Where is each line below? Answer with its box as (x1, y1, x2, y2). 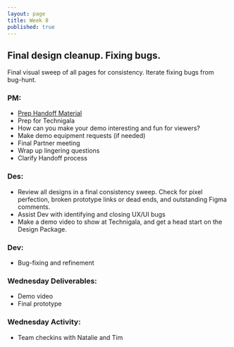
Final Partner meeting (17, 139, 80, 148)
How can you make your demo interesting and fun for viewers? (17, 124, 201, 132)
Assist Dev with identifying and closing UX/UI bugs (17, 210, 166, 218)
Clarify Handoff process (17, 154, 88, 163)
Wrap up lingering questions (17, 146, 100, 155)
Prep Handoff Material (17, 109, 82, 118)
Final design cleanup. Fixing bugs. (7, 49, 161, 61)
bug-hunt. (7, 75, 37, 84)
